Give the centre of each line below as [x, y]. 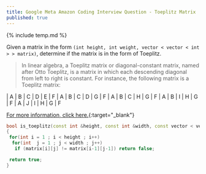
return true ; [26, 159]
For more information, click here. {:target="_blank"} [71, 115]
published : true [27, 18]
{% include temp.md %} [37, 35]
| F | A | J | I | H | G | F [34, 103]
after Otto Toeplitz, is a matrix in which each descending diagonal [104, 71]
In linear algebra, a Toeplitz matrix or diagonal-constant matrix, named [110, 65]
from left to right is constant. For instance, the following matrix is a [105, 78]
